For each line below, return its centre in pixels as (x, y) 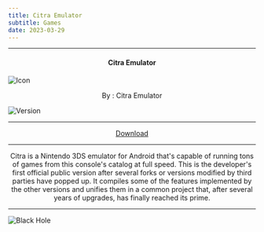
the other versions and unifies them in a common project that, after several (132, 189)
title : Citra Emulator (45, 15)
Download (132, 133)
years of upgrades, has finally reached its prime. (132, 197)
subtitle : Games (35, 23)
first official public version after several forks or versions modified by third (132, 172)
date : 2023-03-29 (37, 30)
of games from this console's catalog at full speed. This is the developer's (132, 164)
